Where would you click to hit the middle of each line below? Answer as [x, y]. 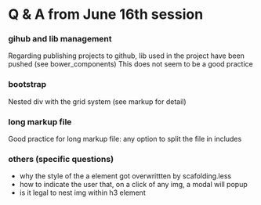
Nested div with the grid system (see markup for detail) [97, 101]
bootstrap [27, 85]
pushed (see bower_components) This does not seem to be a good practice [130, 64]
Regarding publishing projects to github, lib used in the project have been [127, 56]
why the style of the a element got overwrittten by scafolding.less [125, 176]
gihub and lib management [60, 39]
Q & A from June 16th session [106, 14]
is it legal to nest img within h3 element [83, 192]
